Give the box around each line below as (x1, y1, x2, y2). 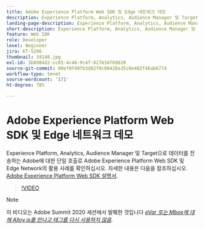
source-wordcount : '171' (6, 76, 69, 82)
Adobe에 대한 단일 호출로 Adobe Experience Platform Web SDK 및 (22, 157, 185, 164)
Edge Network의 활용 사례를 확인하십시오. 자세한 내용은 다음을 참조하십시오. (6, 164, 188, 171)
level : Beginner (6, 43, 47, 49)
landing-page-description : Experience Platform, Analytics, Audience (6, 20, 186, 26)
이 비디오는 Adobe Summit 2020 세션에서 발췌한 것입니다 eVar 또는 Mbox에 (6, 208, 189, 216)
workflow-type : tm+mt (6, 71, 61, 77)
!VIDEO (21, 184, 39, 191)
